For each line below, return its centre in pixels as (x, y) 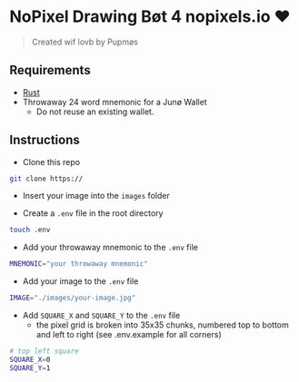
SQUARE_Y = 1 (30, 368)
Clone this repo (51, 162)
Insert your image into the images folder (96, 196)
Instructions (45, 140)
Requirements (50, 70)
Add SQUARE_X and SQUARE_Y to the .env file (101, 316)
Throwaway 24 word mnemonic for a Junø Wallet (115, 102)
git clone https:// (46, 179)
